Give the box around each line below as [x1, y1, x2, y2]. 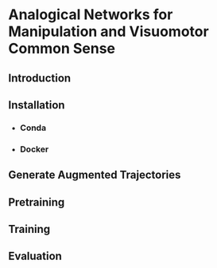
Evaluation [8, 250, 62, 263]
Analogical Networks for [8, 6, 173, 24]
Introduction [8, 71, 72, 85]
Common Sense [8, 40, 116, 57]
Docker [19, 144, 49, 155]
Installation [8, 98, 65, 112]
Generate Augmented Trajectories [8, 168, 181, 182]
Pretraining [8, 195, 65, 209]
